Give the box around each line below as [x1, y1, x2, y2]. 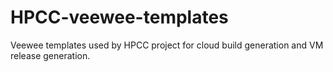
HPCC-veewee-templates [10, 6, 229, 29]
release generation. [10, 49, 91, 61]
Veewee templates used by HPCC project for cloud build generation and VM [10, 39, 324, 51]
